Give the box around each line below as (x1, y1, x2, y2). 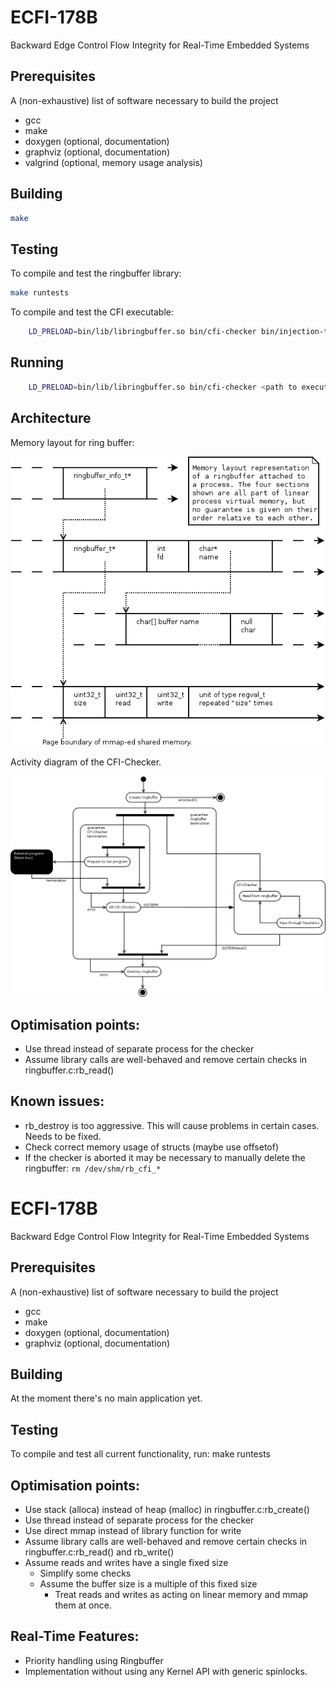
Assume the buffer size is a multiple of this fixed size (39, 1578, 258, 1590)
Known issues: (10, 1093, 105, 1110)
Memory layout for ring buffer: (10, 436, 135, 448)
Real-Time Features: (10, 1628, 140, 1645)
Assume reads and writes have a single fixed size (24, 1557, 229, 1569)
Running (10, 354, 65, 371)
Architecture (10, 410, 92, 427)
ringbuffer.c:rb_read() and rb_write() (24, 1546, 175, 1558)
